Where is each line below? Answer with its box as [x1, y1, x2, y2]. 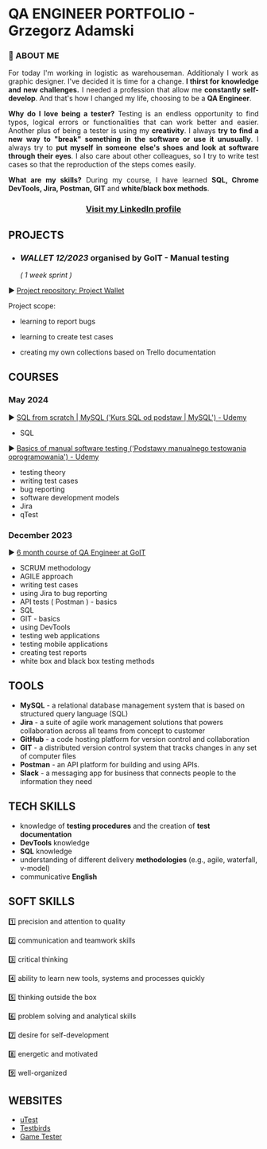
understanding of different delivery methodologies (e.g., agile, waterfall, [19, 854, 258, 865]
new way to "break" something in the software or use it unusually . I [8, 135, 260, 144]
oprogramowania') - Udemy [8, 452, 99, 461]
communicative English [19, 872, 98, 881]
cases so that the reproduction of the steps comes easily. [8, 160, 196, 170]
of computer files [19, 751, 77, 761]
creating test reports [19, 648, 87, 657]
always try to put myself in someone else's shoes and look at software [8, 143, 259, 152]
